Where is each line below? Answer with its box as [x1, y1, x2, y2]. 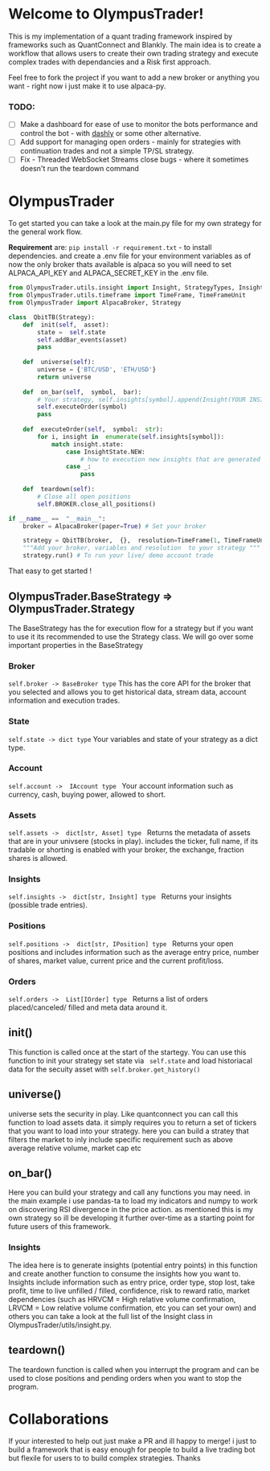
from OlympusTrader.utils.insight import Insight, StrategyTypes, [8, 284, 235, 292]
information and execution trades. [8, 696, 121, 706]
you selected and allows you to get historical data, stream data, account [8, 687, 247, 697]
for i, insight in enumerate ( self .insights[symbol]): [37, 432, 225, 440]
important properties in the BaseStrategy [8, 640, 143, 649]
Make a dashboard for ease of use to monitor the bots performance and [19, 120, 259, 129]
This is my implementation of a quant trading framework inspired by [8, 31, 233, 41]
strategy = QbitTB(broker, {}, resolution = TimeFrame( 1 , [22, 536, 221, 545]
